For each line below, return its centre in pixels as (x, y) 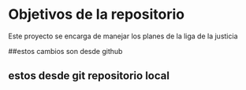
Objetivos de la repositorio (97, 14)
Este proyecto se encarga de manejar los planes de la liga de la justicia (123, 36)
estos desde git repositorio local (89, 76)
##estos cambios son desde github (65, 51)
